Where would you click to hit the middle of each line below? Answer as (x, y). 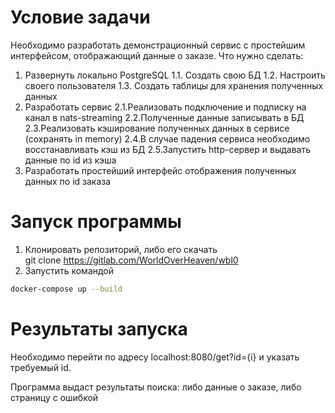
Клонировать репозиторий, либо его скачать (121, 249)
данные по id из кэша (70, 160)
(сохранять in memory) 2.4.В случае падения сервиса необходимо (167, 138)
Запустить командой (69, 270)
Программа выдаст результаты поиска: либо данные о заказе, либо (156, 387)
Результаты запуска (99, 328)
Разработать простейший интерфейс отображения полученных (160, 170)
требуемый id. (41, 367)
